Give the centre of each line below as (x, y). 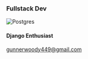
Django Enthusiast (30, 35)
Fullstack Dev (27, 9)
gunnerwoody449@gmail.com (44, 49)
